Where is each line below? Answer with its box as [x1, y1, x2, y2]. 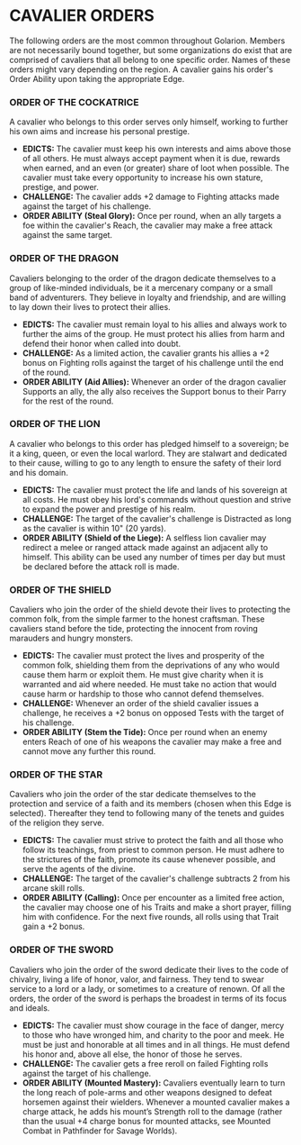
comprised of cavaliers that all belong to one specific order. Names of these [9, 54, 291, 65]
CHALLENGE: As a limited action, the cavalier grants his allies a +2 [22, 348, 270, 359]
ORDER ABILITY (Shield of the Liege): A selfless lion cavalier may [22, 532, 267, 543]
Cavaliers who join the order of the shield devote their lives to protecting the [9, 604, 291, 615]
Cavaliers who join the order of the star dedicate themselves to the [9, 789, 256, 800]
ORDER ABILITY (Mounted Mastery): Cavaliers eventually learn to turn [22, 1077, 286, 1088]
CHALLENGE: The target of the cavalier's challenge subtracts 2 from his [22, 873, 290, 884]
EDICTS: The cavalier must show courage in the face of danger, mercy [22, 1020, 285, 1031]
